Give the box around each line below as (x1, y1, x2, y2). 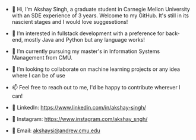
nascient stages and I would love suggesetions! (11, 18, 128, 25)
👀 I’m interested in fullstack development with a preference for (11, 30, 165, 37)
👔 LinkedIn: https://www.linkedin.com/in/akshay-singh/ (11, 104, 147, 111)
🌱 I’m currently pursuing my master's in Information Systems (11, 48, 160, 55)
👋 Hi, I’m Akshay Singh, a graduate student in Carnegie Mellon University (11, 6, 190, 13)
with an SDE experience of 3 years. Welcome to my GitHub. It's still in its (11, 12, 189, 19)
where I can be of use (11, 72, 65, 79)
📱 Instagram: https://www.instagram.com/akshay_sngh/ (11, 116, 148, 122)
